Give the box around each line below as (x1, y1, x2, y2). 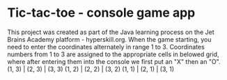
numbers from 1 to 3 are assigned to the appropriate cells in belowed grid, (7, 50, 219, 58)
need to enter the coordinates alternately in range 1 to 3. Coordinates (7, 42, 205, 51)
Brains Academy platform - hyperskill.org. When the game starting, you (7, 35, 212, 43)
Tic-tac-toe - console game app (7, 5, 196, 21)
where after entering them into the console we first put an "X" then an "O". (7, 57, 221, 65)
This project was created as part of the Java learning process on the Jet (7, 28, 214, 36)
